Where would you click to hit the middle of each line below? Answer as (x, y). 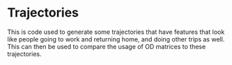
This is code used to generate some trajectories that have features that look (116, 32)
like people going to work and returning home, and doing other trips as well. (116, 39)
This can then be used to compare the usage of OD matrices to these (107, 46)
